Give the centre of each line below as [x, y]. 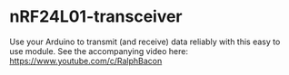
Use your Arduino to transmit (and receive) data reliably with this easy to [145, 42]
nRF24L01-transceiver [96, 17]
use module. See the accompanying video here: [99, 51]
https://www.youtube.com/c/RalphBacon [86, 61]
